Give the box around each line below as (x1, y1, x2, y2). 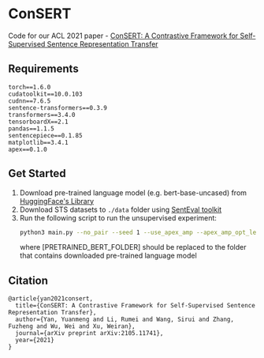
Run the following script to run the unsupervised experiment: (19, 213, 217, 222)
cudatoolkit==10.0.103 (8, 90, 83, 98)
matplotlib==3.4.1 (8, 138, 69, 146)
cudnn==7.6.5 (8, 96, 51, 105)
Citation (8, 273, 49, 287)
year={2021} (15, 337, 55, 345)
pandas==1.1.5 (8, 124, 55, 133)
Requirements (8, 62, 79, 76)
